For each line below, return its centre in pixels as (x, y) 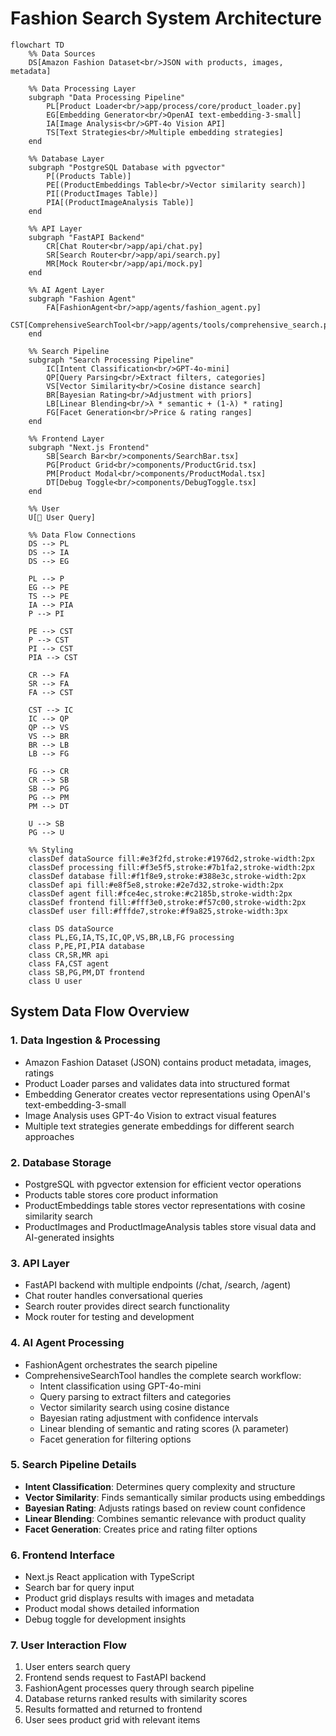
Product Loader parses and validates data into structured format (157, 1083)
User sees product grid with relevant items (112, 1720)
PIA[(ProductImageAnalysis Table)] (120, 202)
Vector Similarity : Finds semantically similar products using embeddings (175, 1497)
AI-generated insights (69, 1237)
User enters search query (77, 1667)
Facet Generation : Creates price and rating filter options (141, 1529)
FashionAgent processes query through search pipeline (139, 1688)
